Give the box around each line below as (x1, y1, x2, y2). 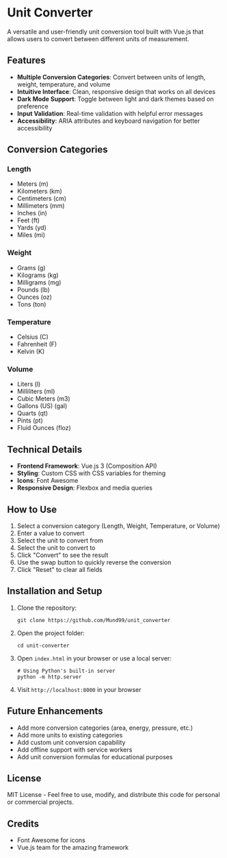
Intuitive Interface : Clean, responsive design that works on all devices (16, 87, 216, 95)
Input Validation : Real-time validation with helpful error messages (16, 109, 203, 117)
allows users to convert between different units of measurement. (7, 34, 189, 43)
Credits (7, 818, 40, 829)
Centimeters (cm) (16, 194, 67, 203)
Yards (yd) (16, 224, 46, 232)
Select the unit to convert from (16, 536, 104, 545)
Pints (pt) (16, 416, 43, 425)
